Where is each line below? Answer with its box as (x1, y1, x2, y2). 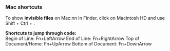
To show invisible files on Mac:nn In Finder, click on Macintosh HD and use (5, 15, 165, 21)
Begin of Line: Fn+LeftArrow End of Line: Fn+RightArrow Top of (5, 35, 140, 41)
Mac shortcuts (5, 4, 43, 11)
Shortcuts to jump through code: (5, 30, 77, 36)
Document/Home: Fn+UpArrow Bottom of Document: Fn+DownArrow (5, 41, 152, 47)
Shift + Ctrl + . (5, 20, 35, 26)
